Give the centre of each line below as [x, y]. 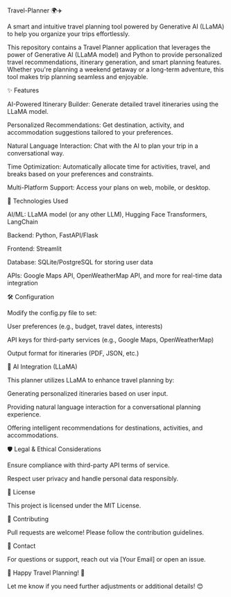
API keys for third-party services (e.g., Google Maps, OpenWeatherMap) [111, 340]
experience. [24, 414]
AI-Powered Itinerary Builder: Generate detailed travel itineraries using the [113, 104]
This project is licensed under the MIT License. [74, 505]
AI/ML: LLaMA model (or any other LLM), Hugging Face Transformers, [107, 214]
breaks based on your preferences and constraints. [80, 174]
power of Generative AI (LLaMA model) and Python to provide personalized [115, 54]
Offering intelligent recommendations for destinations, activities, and [105, 428]
